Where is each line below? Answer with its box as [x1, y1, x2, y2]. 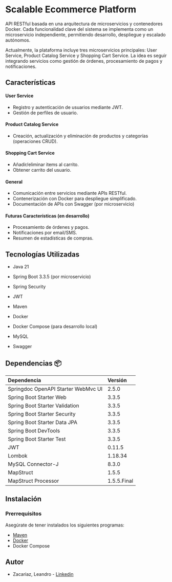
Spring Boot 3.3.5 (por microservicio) [12, 274, 91, 280]
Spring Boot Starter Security [8, 410, 76, 417]
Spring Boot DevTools [8, 427, 60, 434]
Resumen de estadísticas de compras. [12, 235, 94, 241]
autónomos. [5, 37, 31, 43]
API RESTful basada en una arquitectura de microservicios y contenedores [5, 21, 163, 27]
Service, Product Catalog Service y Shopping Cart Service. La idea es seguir [5, 52, 167, 59]
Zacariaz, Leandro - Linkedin [12, 571, 74, 577]
